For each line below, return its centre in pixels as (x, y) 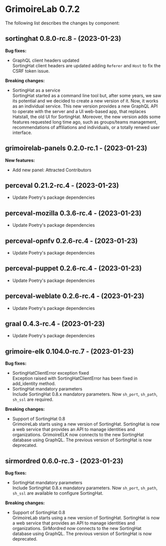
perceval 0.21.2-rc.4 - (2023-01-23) (62, 185)
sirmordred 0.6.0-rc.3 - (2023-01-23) (64, 461)
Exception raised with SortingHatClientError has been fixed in (75, 378)
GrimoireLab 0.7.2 (43, 9)
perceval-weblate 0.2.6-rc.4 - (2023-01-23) (75, 296)
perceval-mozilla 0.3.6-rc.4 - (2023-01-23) (73, 213)
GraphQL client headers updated (46, 60)
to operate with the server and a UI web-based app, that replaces (79, 111)
